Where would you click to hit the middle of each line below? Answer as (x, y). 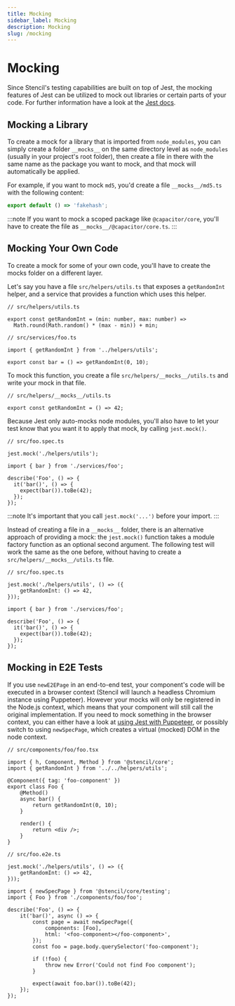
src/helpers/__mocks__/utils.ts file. (61, 559)
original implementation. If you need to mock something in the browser (109, 714)
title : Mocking (29, 14)
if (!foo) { (50, 959)
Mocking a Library (48, 125)
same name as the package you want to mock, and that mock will (102, 164)
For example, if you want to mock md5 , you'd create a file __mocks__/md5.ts (115, 185)
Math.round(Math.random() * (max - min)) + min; (86, 325)
